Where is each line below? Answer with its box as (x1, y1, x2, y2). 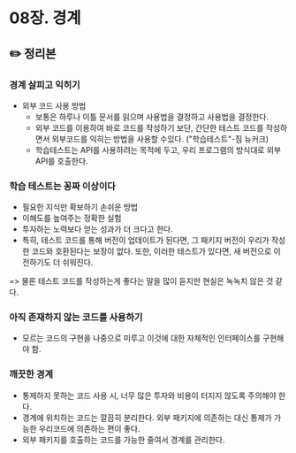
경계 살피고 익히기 (9, 79, 81, 91)
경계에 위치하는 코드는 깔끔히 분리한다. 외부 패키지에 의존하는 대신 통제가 (21, 412, 272, 423)
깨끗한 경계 (9, 368, 54, 380)
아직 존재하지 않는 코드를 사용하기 (9, 311, 143, 324)
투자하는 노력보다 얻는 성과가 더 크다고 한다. (21, 224, 174, 234)
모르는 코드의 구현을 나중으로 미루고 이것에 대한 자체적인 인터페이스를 (21, 333, 261, 343)
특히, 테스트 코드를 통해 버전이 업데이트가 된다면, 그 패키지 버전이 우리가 (21, 235, 269, 246)
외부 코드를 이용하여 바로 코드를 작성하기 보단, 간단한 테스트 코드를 (34, 122, 264, 133)
